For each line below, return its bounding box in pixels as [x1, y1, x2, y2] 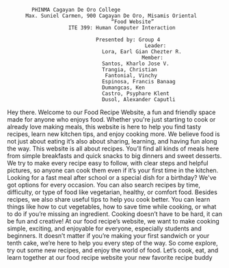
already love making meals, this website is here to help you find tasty [7, 123, 202, 131]
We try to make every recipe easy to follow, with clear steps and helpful [7, 159, 208, 167]
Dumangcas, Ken [101, 84, 146, 91]
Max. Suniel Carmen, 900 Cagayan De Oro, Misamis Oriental [25, 12, 197, 19]
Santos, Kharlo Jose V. [101, 60, 170, 67]
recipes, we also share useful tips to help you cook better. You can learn [7, 196, 211, 203]
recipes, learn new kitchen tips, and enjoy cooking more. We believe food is [7, 130, 220, 138]
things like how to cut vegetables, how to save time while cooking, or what [7, 202, 217, 211]
